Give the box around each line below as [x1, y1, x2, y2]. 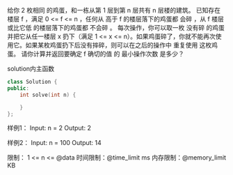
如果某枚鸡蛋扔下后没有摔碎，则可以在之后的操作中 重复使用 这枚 [25, 41, 212, 49]
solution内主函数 [7, 65, 55, 73]
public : [7, 84, 30, 92]
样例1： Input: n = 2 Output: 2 [7, 124, 92, 132]
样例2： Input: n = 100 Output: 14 [7, 139, 102, 147]
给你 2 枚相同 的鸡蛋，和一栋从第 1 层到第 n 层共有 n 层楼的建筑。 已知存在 [7, 6, 221, 14]
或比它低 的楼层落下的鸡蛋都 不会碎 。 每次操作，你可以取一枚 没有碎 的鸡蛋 [7, 24, 225, 31]
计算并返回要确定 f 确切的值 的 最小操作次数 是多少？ [33, 50, 184, 58]
